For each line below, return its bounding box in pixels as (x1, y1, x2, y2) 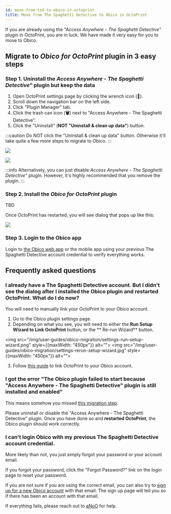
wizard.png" (5, 342, 32, 348)
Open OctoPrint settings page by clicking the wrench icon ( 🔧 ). (12, 93, 143, 100)
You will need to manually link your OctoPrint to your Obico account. (5, 306, 149, 312)
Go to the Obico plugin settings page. (12, 316, 92, 322)
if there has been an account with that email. (5, 493, 99, 499)
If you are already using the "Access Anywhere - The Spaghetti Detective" (5, 26, 162, 32)
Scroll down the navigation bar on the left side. (12, 99, 111, 105)
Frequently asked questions (5, 266, 96, 275)
